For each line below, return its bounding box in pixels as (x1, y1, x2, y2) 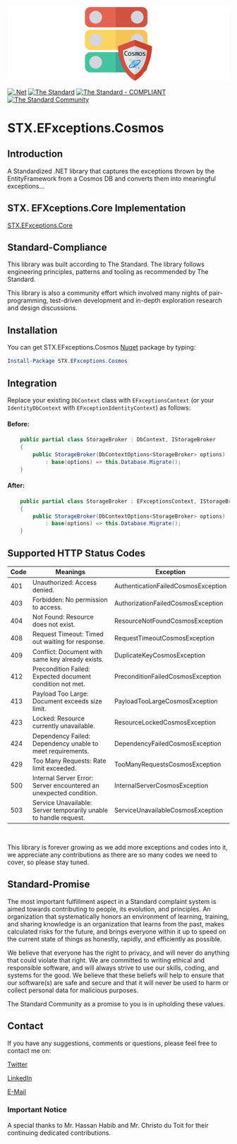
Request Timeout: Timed (32, 630, 104, 638)
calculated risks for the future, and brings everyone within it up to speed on (7, 927, 226, 936)
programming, (7, 297, 49, 305)
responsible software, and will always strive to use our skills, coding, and (7, 963, 219, 972)
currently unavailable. (32, 722, 95, 730)
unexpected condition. (32, 789, 97, 797)
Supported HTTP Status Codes (7, 547, 146, 559)
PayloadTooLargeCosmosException (114, 697, 219, 705)
